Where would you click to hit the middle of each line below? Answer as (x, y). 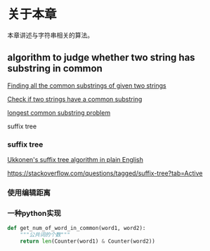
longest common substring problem (59, 112)
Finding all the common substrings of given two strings (87, 86)
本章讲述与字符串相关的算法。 (50, 35)
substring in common (55, 68)
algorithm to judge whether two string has (101, 58)
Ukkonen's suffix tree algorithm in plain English (76, 160)
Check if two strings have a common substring (75, 99)
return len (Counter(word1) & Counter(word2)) (88, 242)
